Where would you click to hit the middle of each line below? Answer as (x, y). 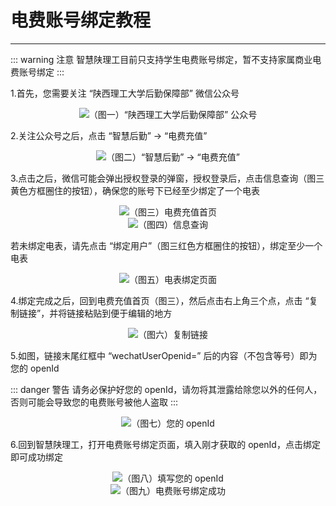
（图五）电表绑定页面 (173, 279)
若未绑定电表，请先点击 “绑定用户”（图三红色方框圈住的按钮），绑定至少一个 (166, 245)
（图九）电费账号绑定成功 (173, 490)
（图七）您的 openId (173, 423)
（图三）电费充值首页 (173, 212)
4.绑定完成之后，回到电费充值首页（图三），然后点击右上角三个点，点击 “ (160, 300)
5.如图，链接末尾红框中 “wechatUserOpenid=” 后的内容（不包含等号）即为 (164, 355)
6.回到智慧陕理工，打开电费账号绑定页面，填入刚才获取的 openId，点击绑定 (165, 444)
